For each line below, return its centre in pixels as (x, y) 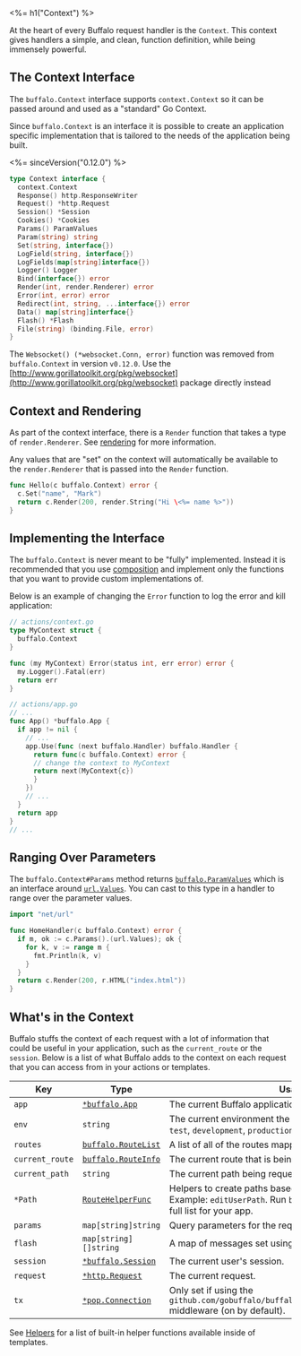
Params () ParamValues (58, 229)
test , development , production (231, 1130)
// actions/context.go (52, 622)
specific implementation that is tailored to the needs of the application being (150, 135)
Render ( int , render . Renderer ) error (86, 287)
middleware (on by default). (227, 1310)
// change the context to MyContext (101, 763)
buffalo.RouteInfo (121, 1159)
